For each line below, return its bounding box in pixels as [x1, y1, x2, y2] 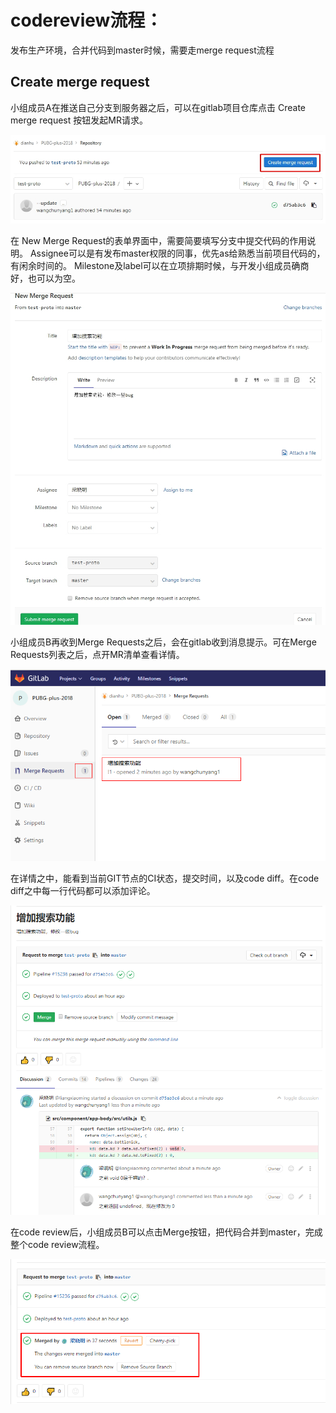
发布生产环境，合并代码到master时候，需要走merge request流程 [10, 44, 275, 56]
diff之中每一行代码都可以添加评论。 [10, 885, 156, 897]
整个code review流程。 [10, 1238, 105, 1250]
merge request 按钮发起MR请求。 [10, 114, 148, 126]
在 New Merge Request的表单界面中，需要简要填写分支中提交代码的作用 [10, 235, 308, 247]
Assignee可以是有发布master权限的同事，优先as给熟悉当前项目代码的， [29, 247, 326, 260]
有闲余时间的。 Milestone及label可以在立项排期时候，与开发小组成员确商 [10, 260, 310, 272]
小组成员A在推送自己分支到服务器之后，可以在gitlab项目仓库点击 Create [10, 101, 307, 113]
